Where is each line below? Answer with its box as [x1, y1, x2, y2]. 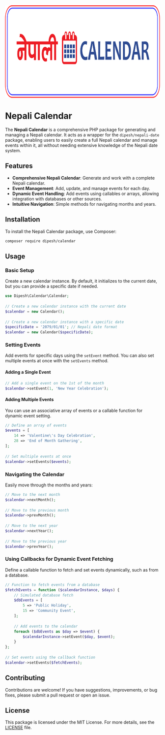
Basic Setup [5, 267, 34, 274]
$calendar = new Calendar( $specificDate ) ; [5, 330, 93, 335]
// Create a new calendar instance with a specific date [5, 320, 124, 324]
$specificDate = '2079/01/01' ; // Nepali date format [5, 324, 118, 330]
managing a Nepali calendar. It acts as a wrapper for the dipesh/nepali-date [5, 131, 160, 138]
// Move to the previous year [5, 539, 67, 544]
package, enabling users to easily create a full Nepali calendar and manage [5, 137, 158, 143]
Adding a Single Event [5, 369, 51, 375]
